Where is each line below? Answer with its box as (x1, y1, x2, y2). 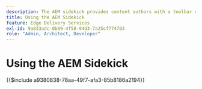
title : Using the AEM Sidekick (6, 14, 85, 20)
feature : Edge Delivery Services (6, 20, 90, 26)
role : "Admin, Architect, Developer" (6, 31, 101, 37)
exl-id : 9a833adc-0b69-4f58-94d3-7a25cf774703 (6, 25, 125, 32)
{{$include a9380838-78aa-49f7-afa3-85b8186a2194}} (6, 76, 145, 84)
